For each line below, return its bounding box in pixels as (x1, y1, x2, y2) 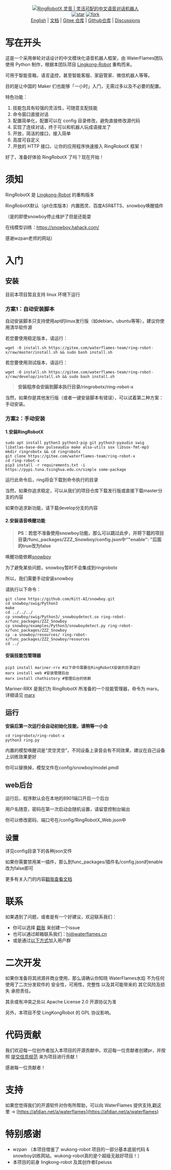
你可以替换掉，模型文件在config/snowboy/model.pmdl (5, 764, 119, 770)
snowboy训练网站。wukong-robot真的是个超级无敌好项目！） (12, 1153, 142, 1159)
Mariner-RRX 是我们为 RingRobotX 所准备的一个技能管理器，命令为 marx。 (5, 685, 162, 692)
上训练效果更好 (5, 753, 37, 760)
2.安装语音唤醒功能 (5, 517, 46, 523)
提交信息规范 (11, 1053, 38, 1060)
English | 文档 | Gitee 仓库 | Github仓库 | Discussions (31, 17, 140, 23)
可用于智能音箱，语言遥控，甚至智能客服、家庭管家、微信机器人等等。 (5, 72, 153, 78)
